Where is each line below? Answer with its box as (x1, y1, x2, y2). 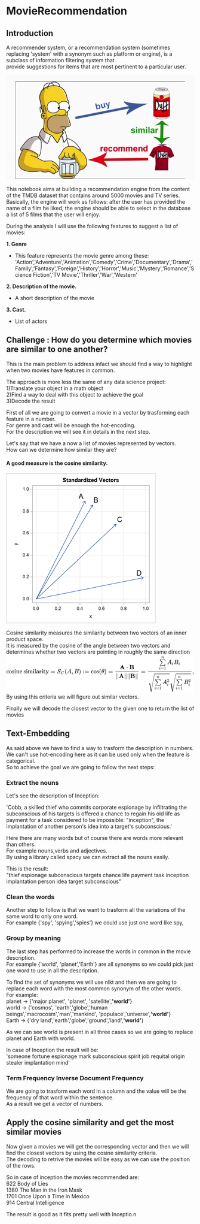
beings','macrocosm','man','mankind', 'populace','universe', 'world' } (6, 1010, 171, 1017)
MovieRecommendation (6, 4, 127, 18)
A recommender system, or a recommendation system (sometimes (6, 44, 171, 51)
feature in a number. (6, 415, 56, 422)
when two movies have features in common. (6, 367, 115, 374)
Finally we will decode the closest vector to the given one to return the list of (6, 705, 195, 712)
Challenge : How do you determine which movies (6, 335, 192, 345)
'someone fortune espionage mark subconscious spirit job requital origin (6, 1053, 185, 1060)
